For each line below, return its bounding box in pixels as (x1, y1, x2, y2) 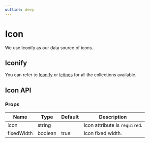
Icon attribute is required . (83, 122, 143, 129)
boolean (37, 130, 57, 137)
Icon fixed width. (83, 130, 122, 137)
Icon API (5, 86, 31, 94)
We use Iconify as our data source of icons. (5, 45, 93, 51)
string (37, 122, 51, 129)
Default (61, 114, 79, 120)
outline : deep (5, 7, 34, 12)
